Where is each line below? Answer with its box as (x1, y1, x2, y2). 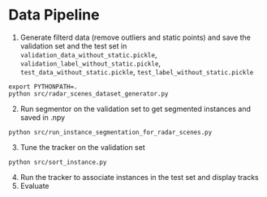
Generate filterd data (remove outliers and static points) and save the (19, 32, 252, 42)
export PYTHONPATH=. (8, 83, 79, 91)
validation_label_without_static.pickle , (19, 58, 161, 68)
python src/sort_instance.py (8, 158, 107, 166)
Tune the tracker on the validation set (19, 142, 146, 152)
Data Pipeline (8, 6, 100, 24)
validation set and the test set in (19, 41, 127, 50)
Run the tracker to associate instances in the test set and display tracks (19, 172, 259, 182)
